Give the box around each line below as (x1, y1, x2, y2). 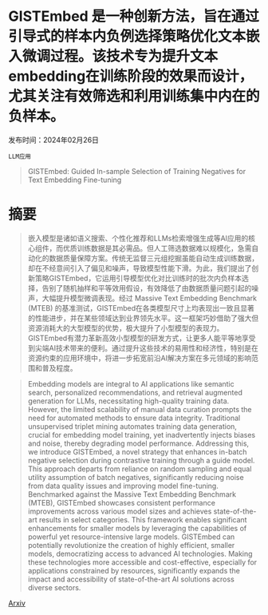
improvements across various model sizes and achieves (27, 506, 212, 516)
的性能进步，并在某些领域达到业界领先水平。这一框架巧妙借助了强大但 (27, 313, 259, 323)
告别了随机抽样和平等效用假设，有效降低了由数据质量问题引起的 (41, 283, 252, 292)
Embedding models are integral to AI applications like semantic (27, 379, 235, 388)
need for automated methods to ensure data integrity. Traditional (27, 413, 241, 423)
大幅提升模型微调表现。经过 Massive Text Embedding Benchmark (41, 293, 258, 303)
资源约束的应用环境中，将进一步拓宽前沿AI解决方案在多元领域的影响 (27, 353, 252, 363)
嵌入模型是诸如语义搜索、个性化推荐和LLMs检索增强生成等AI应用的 (27, 233, 249, 243)
